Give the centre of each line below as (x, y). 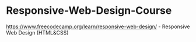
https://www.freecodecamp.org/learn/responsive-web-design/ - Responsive (98, 26)
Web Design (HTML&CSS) (37, 32)
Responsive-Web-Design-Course (89, 11)
